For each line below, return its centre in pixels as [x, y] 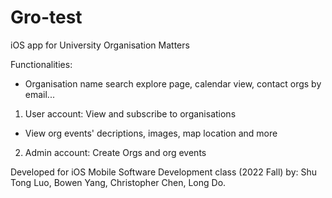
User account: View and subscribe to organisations [130, 113]
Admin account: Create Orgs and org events [115, 152]
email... [39, 94]
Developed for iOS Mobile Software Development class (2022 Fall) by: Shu [164, 172]
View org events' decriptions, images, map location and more [151, 133]
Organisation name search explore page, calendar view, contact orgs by [173, 83]
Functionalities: [41, 64]
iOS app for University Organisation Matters [100, 45]
